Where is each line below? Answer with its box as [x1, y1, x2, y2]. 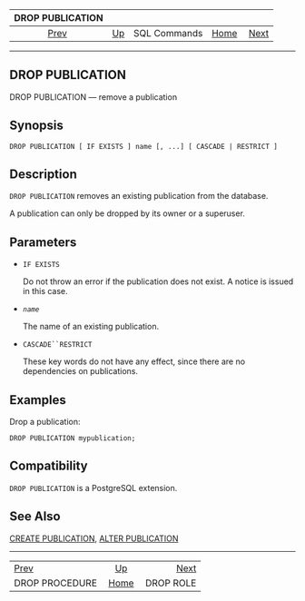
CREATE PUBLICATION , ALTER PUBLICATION [9, 533, 179, 544]
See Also [9, 508, 61, 525]
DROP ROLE [144, 576, 197, 589]
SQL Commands [133, 27, 203, 39]
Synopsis [9, 118, 64, 133]
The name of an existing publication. [22, 321, 160, 332]
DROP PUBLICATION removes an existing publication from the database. [9, 191, 269, 202]
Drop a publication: [9, 417, 81, 428]
